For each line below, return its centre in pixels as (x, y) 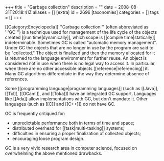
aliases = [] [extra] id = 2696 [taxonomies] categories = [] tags (96, 12)
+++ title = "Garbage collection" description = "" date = (61, 7)
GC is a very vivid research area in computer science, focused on (71, 148)
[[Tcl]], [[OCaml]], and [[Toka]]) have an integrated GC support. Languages (81, 93)
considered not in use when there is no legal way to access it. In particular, (80, 63)
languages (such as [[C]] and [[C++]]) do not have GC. (60, 104)
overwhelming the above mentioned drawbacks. (54, 153)
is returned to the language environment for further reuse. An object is (76, 58)
